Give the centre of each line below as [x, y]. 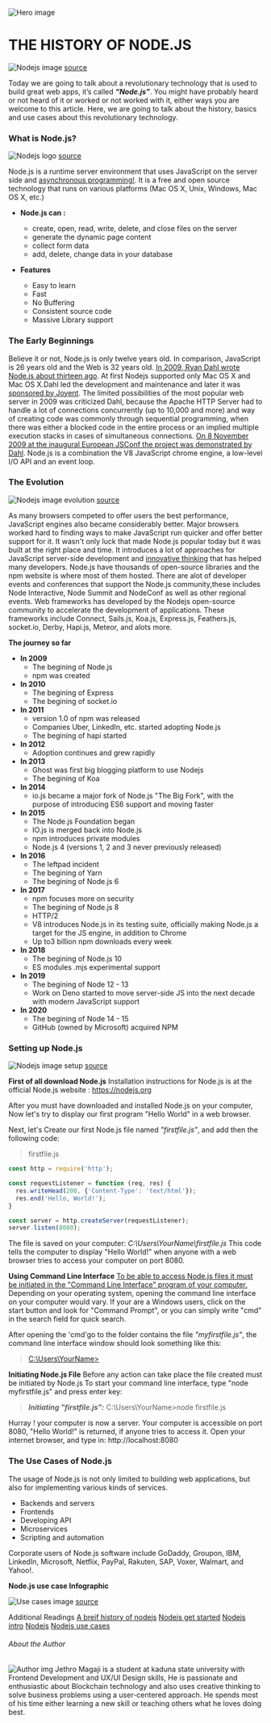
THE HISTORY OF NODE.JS [100, 45]
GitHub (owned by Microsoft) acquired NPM [105, 1027]
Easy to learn [54, 286]
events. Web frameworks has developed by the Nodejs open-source [122, 601]
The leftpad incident [65, 864]
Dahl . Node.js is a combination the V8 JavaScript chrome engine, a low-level [135, 453]
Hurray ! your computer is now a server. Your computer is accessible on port [135, 1423]
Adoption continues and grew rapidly [94, 753]
